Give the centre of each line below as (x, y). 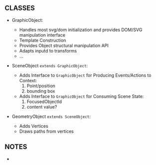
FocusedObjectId (44, 102)
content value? (42, 107)
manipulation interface (42, 35)
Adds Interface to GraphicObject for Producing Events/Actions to (85, 75)
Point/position (41, 86)
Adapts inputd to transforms (48, 51)
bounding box (41, 91)
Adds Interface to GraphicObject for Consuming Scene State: (81, 96)
